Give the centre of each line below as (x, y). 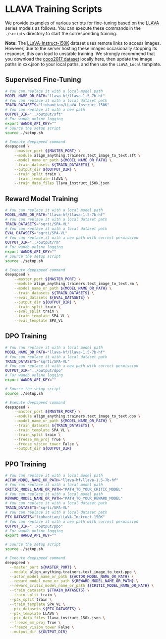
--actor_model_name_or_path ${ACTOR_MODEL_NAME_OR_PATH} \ (72, 576)
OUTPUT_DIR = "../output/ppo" (34, 526)
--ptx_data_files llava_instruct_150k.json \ (57, 618)
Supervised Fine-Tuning (43, 80)
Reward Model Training (42, 199)
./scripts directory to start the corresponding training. (61, 33)
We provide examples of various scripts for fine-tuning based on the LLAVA (82, 23)
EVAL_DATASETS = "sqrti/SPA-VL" (36, 233)
